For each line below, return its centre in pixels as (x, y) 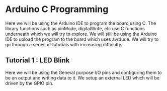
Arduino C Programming (57, 9)
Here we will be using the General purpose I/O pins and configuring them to (83, 72)
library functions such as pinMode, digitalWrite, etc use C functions (75, 28)
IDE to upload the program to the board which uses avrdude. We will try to (82, 39)
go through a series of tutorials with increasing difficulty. (64, 44)
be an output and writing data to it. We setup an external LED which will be (82, 78)
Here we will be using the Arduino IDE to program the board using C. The (81, 23)
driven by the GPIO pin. (29, 83)
